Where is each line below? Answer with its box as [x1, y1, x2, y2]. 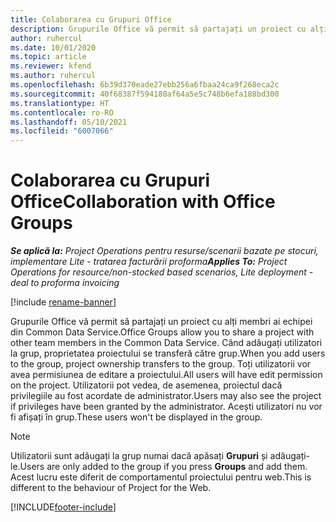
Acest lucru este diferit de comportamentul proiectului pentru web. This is [10, 471, 312, 483]
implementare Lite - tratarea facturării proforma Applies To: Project [10, 256, 288, 268]
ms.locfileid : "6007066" [10, 126, 114, 136]
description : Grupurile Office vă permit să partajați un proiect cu [10, 24, 307, 34]
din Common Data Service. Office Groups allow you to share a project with [10, 326, 315, 338]
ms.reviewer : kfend [10, 61, 92, 71]
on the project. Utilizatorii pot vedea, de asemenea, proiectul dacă [10, 379, 283, 391]
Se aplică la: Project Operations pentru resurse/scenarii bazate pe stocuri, [10, 245, 319, 257]
